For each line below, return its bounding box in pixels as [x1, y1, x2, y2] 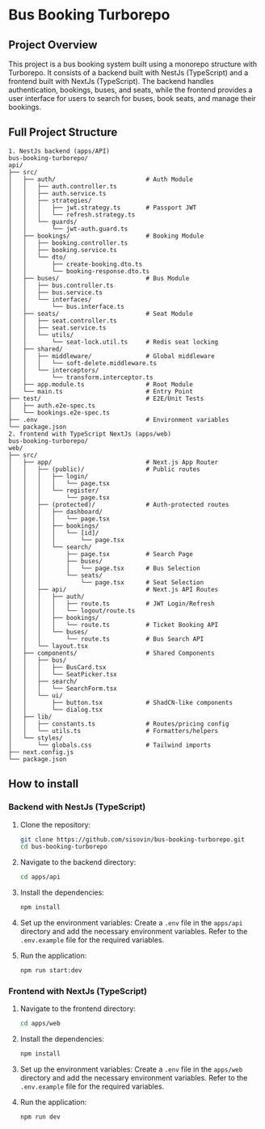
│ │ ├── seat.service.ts [8, 323, 107, 332]
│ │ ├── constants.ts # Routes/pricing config [8, 719, 229, 728]
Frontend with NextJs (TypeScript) [8, 985, 148, 996]
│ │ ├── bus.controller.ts [8, 281, 114, 289]
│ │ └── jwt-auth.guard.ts [8, 225, 128, 233]
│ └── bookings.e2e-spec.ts [8, 408, 111, 417]
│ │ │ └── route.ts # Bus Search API [8, 634, 204, 643]
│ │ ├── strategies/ [8, 196, 92, 204]
